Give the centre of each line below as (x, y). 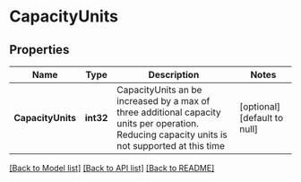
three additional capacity (168, 112)
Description (174, 75)
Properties (39, 50)
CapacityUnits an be (159, 90)
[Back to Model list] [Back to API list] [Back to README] (112, 168)
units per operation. (158, 123)
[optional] (259, 107)
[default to (261, 118)
